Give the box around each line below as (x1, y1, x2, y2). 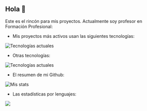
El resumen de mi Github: (12, 72, 64, 78)
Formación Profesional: (5, 23, 53, 29)
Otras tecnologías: (12, 52, 50, 58)
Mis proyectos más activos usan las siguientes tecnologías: (12, 33, 135, 39)
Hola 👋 (5, 5, 26, 13)
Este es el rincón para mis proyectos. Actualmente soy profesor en (5, 18, 142, 24)
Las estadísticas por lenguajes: (12, 91, 76, 97)
